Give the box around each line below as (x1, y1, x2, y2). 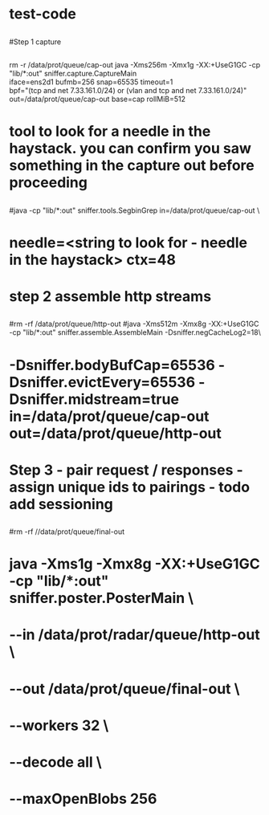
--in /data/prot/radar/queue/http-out (9, 626, 260, 644)
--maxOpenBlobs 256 (9, 790, 157, 808)
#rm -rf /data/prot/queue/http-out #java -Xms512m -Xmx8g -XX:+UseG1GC (9, 319, 259, 329)
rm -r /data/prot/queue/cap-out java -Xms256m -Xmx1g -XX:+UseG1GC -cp (9, 59, 260, 69)
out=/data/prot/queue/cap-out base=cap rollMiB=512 (9, 94, 185, 104)
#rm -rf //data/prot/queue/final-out (9, 527, 125, 536)
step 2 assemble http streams (9, 287, 212, 305)
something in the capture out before (9, 157, 255, 175)
